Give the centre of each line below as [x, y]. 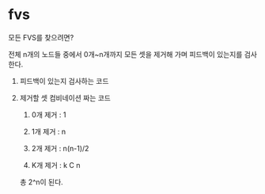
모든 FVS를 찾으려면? [41, 37]
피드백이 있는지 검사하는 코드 [64, 81]
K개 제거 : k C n [56, 165]
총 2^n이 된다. [41, 182]
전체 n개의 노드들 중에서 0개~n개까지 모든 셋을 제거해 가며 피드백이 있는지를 [125, 54]
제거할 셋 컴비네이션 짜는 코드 [65, 97]
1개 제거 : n [49, 131]
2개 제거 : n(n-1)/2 [60, 148]
